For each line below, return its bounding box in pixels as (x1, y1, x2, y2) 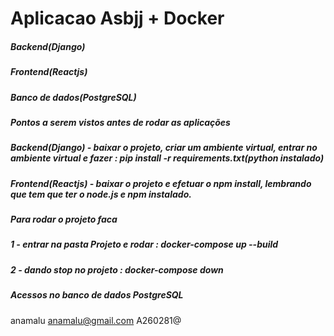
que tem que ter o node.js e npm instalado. (10, 188, 192, 200)
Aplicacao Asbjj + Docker (10, 7, 225, 30)
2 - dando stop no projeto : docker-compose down (10, 263, 224, 276)
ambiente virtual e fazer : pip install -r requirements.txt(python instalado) (10, 152, 325, 164)
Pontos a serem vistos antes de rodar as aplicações (10, 116, 231, 128)
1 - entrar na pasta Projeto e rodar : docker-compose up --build (10, 238, 279, 251)
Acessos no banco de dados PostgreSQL (10, 289, 184, 301)
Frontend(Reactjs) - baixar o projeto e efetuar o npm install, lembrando (10, 177, 312, 189)
